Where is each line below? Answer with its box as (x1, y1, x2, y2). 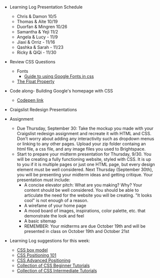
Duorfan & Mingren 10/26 (16, 24, 67, 30)
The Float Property (16, 78, 55, 84)
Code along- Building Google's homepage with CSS (9, 88, 113, 93)
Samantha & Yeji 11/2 (16, 29, 58, 34)
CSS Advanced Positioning (16, 258, 71, 263)
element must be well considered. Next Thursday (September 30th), (16, 167, 154, 172)
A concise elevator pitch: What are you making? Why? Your (24, 182, 143, 188)
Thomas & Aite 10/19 (16, 19, 58, 24)
